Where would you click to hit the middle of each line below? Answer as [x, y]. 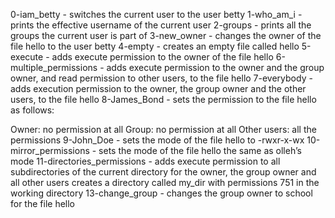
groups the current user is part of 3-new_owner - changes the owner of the [166, 35]
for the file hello [43, 203]
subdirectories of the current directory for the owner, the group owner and [163, 172]
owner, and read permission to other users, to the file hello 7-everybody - [161, 78]
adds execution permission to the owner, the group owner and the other [158, 88]
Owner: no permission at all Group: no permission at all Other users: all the [163, 129]
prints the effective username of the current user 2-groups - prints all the [161, 25]
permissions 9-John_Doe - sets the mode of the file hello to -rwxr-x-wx [157, 140]
